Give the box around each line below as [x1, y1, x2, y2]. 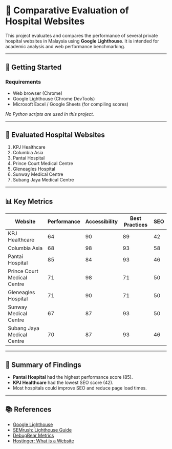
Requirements [5, 78, 41, 86]
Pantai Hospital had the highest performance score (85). [12, 374, 133, 380]
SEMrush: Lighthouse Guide [12, 426, 72, 433]
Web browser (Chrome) [12, 90, 63, 96]
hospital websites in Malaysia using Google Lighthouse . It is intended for [5, 38, 159, 44]
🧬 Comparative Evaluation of [5, 5, 129, 16]
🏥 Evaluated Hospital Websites [5, 131, 105, 139]
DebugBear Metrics [12, 432, 54, 438]
